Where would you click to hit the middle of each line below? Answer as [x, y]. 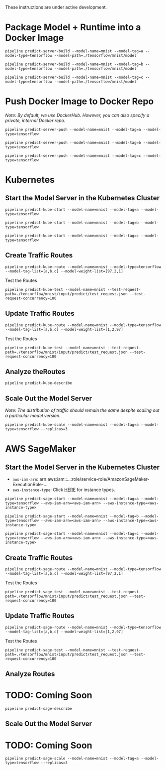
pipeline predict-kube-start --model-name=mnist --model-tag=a [72, 209]
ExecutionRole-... [30, 485]
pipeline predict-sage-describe [39, 709]
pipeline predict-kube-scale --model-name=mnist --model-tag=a [72, 425]
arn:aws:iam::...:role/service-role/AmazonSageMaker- [95, 479]
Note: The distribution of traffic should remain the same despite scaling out [83, 410]
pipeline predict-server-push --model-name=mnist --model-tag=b [73, 142]
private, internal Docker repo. [35, 120]
